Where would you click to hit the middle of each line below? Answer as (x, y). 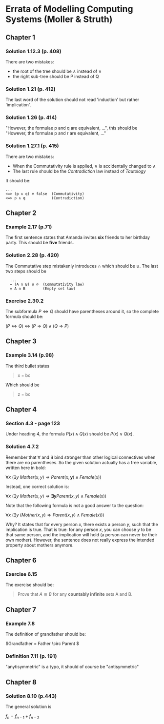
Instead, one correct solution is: (37, 487)
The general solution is (29, 707)
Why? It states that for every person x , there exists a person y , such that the (82, 524)
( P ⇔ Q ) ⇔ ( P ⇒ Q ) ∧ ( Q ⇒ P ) (37, 326)
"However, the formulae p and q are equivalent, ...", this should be (72, 128)
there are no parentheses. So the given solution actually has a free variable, (82, 462)
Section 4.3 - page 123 (33, 424)
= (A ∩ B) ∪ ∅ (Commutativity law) (47, 284)
